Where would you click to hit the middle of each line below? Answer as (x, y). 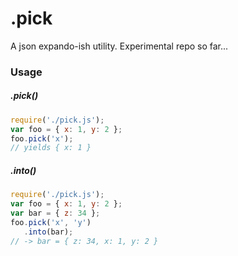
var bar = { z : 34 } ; (55, 213)
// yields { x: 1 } (51, 148)
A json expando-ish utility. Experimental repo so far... (119, 46)
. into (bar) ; (48, 232)
